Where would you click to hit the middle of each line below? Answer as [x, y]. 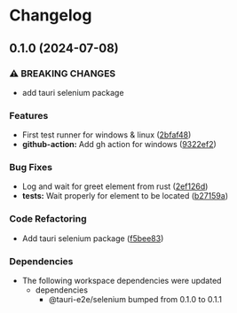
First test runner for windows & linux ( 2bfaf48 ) [107, 135]
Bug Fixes [31, 168]
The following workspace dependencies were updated [122, 281]
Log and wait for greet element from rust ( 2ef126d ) [115, 186]
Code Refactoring [48, 219]
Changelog [51, 16]
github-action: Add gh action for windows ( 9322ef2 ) [119, 145]
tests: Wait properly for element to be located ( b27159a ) [125, 196]
